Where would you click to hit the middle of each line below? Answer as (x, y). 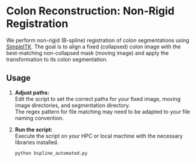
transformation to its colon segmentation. (57, 59)
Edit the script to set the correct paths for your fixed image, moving (98, 99)
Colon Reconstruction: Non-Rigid (91, 11)
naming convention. (39, 118)
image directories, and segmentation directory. (72, 105)
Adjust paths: (32, 92)
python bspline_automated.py (51, 153)
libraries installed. (36, 142)
